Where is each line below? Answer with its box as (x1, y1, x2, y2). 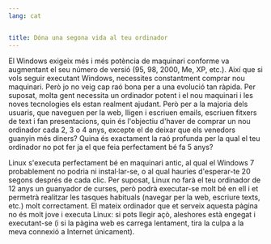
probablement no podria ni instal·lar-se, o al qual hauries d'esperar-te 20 (8, 166, 251, 176)
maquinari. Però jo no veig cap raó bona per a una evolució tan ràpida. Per (8, 82, 256, 92)
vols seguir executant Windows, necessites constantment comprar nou (8, 73, 245, 83)
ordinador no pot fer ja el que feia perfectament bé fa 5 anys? (8, 142, 214, 152)
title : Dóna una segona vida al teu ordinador (8, 33, 168, 41)
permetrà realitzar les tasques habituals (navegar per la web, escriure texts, (8, 192, 260, 202)
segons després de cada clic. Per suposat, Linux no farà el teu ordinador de (8, 175, 261, 185)
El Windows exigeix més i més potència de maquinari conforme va (8, 56, 230, 66)
